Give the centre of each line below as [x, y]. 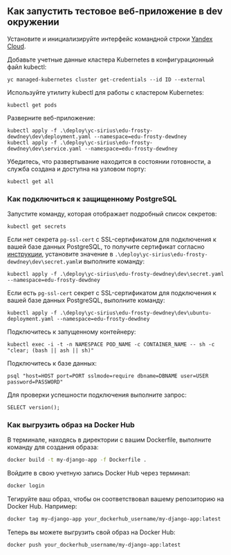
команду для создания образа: [53, 447]
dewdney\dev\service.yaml [44, 149]
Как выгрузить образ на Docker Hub [71, 425]
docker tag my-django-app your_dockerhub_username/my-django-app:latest [114, 519]
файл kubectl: [27, 67]
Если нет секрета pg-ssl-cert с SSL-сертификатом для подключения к [112, 239]
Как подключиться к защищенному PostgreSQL [92, 198]
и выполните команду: [112, 261]
